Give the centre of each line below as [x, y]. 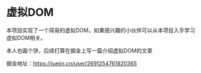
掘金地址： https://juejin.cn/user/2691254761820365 [72, 63]
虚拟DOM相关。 [26, 37]
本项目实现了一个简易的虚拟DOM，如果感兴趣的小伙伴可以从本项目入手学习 [101, 30]
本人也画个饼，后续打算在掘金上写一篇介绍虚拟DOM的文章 [79, 50]
